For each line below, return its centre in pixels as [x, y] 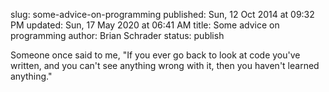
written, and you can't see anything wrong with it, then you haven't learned [165, 65]
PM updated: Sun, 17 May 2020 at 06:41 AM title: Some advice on [145, 25]
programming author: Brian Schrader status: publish [117, 35]
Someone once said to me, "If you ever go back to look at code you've [155, 55]
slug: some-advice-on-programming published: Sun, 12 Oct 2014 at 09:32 [162, 14]
